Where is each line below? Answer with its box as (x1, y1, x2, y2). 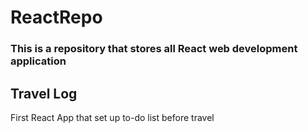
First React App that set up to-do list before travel (10, 111, 215, 123)
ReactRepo (10, 6, 103, 29)
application (10, 54, 67, 68)
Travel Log (10, 85, 78, 102)
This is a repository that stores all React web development (10, 42, 298, 56)
